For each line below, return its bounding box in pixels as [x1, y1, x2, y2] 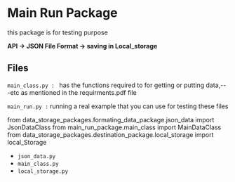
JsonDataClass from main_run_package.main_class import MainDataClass [7, 123, 222, 131]
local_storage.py [17, 167, 69, 175]
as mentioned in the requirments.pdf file [20, 88, 137, 96]
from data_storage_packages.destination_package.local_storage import [7, 130, 214, 138]
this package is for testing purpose [7, 28, 109, 37]
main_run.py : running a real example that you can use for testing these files [7, 102, 229, 110]
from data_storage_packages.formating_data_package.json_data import [7, 115, 215, 124]
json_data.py [17, 152, 56, 160]
